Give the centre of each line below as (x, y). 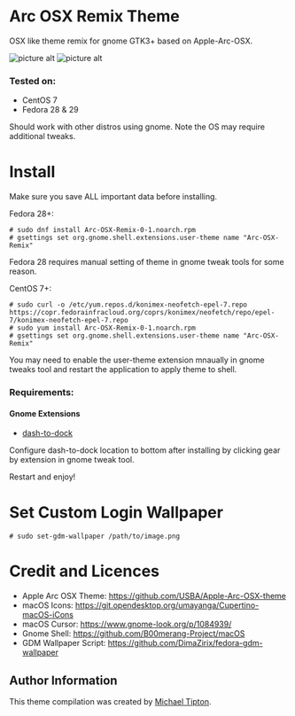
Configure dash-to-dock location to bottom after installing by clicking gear (145, 450)
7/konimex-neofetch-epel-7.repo (69, 321)
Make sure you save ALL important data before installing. (113, 197)
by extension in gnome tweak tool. (72, 460)
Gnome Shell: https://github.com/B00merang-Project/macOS (133, 634)
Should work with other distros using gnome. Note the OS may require (137, 127)
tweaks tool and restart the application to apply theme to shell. (123, 370)
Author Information (63, 680)
